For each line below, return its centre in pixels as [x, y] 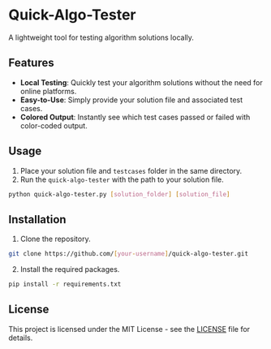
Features [31, 63]
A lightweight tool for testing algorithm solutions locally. [101, 37]
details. [21, 338]
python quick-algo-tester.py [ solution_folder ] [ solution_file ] [119, 194]
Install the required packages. [70, 269]
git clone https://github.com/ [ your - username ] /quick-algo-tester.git [129, 254]
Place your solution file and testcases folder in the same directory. [131, 170]
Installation [37, 220]
